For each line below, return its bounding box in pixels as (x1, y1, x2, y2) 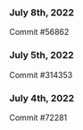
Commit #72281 (9, 112, 68, 123)
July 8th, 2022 (9, 6, 74, 19)
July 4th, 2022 (9, 91, 75, 104)
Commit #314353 (9, 69, 73, 80)
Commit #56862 (9, 27, 70, 38)
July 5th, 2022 (9, 49, 74, 62)
